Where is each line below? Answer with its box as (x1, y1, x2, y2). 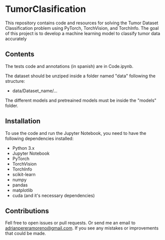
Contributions (5, 207, 49, 215)
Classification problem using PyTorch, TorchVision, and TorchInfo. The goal (5, 25, 159, 31)
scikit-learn (12, 171, 36, 177)
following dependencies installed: (5, 135, 74, 141)
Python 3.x (12, 145, 35, 151)
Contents (5, 50, 35, 59)
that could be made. (5, 231, 46, 237)
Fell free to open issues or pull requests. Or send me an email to (5, 220, 136, 226)
